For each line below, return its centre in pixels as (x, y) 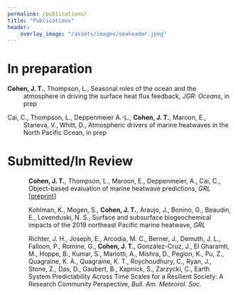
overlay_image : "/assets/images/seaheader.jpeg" (93, 34)
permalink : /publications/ (47, 14)
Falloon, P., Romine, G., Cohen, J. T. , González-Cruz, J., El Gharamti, (129, 247)
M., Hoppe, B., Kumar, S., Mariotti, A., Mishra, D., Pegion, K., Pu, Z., (126, 254)
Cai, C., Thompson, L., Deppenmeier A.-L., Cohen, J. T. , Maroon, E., (107, 117)
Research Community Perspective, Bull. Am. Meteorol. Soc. (115, 284)
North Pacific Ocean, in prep (65, 133)
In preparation (50, 69)
